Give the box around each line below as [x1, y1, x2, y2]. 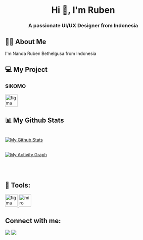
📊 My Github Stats [5, 116, 64, 124]
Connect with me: [5, 216, 61, 225]
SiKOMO [5, 83, 26, 90]
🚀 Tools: [5, 181, 31, 190]
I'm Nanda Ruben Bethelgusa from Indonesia [5, 50, 96, 56]
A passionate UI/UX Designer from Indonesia [28, 22, 139, 29]
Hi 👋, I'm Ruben [51, 4, 115, 16]
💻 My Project [5, 65, 48, 74]
